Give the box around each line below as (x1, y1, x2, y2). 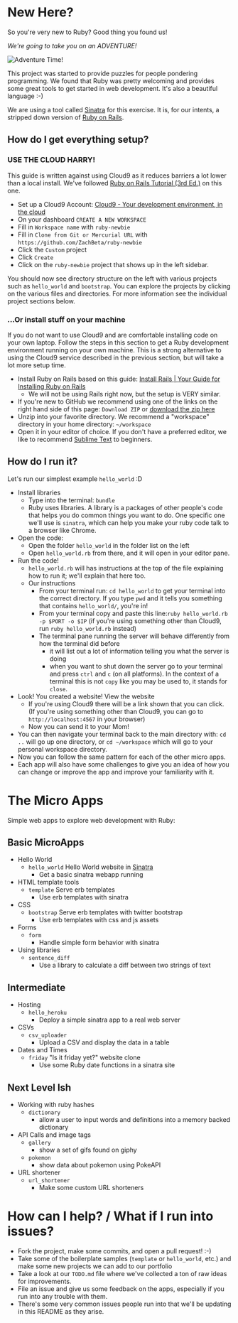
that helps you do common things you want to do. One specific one (28, 511, 225, 519)
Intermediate (7, 981, 66, 993)
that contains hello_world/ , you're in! (38, 601, 148, 610)
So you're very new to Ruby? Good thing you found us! (7, 28, 168, 36)
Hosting (17, 1000, 41, 1009)
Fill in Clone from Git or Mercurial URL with (17, 230, 148, 239)
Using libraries (17, 946, 60, 954)
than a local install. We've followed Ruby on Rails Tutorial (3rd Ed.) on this (7, 178, 222, 187)
